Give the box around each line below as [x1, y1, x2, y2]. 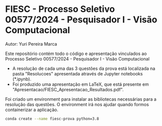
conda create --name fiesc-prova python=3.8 [5, 116, 99, 121]
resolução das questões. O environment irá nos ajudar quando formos [5, 101, 149, 107]
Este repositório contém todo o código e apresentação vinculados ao [5, 51, 147, 57]
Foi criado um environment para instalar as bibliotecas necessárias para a [5, 96, 157, 102]
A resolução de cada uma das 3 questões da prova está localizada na [12, 65, 156, 71]
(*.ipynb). [12, 76, 31, 82]
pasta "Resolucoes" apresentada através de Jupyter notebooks [12, 70, 143, 76]
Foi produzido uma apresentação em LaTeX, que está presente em [12, 81, 149, 87]
